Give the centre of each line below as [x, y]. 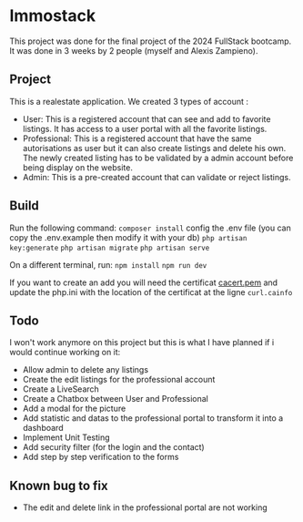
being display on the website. [78, 167]
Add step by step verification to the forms [101, 457]
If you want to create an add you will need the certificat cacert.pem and [144, 282]
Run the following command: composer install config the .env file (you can [150, 228]
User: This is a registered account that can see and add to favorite [146, 118]
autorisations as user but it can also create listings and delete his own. [154, 148]
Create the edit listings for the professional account [119, 380]
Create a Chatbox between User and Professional [116, 399]
